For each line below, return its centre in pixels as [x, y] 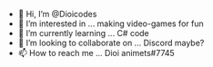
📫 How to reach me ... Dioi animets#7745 [96, 53]
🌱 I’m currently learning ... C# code [84, 33]
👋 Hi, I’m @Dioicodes [57, 14]
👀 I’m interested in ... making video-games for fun [111, 24]
